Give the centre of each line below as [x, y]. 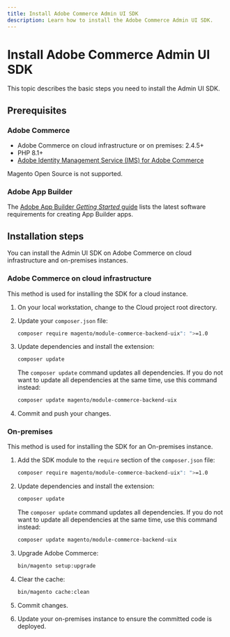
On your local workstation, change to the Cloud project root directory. [117, 307]
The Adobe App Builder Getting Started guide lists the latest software [107, 207]
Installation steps [46, 236]
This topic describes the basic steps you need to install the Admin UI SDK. [114, 88]
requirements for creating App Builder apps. [70, 214]
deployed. [32, 626]
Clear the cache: [41, 579]
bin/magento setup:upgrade [56, 566]
